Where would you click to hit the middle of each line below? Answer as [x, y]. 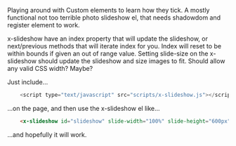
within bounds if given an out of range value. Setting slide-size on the [108, 53]
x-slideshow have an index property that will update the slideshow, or [108, 39]
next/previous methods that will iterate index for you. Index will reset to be [114, 46]
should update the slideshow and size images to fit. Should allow [132, 61]
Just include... [28, 82]
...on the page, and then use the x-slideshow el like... [84, 108]
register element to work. [44, 25]
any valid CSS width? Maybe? [50, 68]
